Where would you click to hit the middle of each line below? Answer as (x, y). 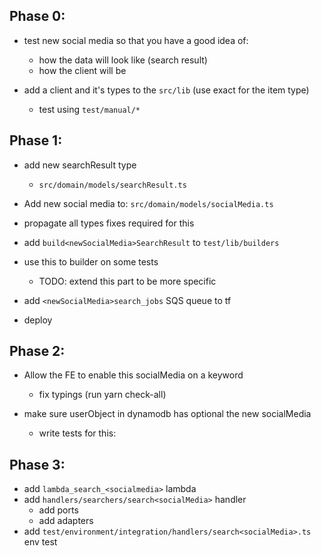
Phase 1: (36, 140)
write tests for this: (77, 433)
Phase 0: (37, 16)
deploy (38, 320)
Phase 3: (37, 464)
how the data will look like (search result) (123, 60)
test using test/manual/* (89, 109)
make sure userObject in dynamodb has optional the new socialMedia (167, 414)
